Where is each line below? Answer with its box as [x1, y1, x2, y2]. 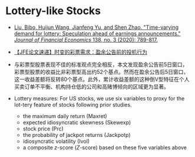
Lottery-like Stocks [5, 4, 101, 18]
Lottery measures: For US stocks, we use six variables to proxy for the [14, 94, 185, 102]
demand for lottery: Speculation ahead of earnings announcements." [14, 30, 181, 37]
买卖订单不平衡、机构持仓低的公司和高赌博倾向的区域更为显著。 [14, 83, 169, 90]
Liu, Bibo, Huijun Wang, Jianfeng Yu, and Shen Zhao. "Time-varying [14, 24, 179, 31]
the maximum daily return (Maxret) [22, 112, 107, 119]
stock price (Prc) [22, 125, 64, 132]
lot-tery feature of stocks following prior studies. [14, 101, 132, 108]
